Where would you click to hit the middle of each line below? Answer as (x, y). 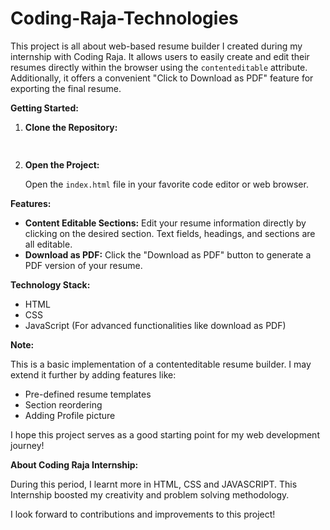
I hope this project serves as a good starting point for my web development (165, 434)
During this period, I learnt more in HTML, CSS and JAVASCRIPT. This (154, 484)
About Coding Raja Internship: (74, 464)
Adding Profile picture (70, 415)
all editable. (48, 244)
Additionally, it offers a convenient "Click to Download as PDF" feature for (162, 78)
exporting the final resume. (66, 88)
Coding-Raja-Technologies (124, 18)
